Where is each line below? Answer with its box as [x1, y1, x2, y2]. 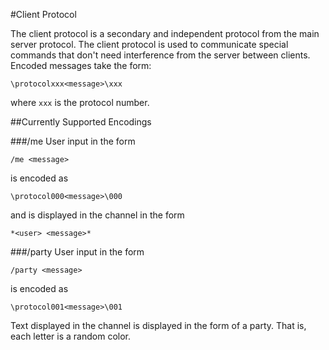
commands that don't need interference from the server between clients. [10, 49, 311, 61]
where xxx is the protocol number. [10, 97, 150, 108]
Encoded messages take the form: [10, 60, 152, 71]
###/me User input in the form [10, 135, 136, 147]
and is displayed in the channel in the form [10, 209, 185, 221]
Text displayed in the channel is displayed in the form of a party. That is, [10, 320, 307, 331]
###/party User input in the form [10, 246, 145, 258]
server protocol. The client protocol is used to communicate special [10, 39, 289, 50]
